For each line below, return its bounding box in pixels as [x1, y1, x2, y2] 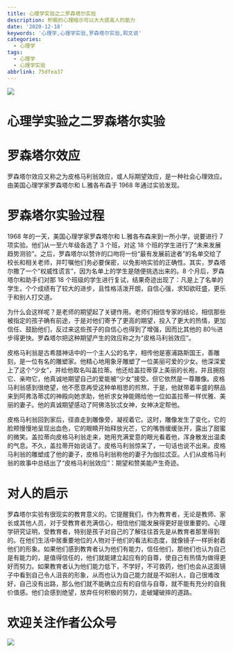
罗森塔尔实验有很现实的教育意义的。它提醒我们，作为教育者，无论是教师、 [7, 510, 220, 518]
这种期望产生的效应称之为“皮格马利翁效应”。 [67, 333, 196, 342]
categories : [7, 36, 42, 43]
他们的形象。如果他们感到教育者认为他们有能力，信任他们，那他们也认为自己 [7, 545, 226, 553]
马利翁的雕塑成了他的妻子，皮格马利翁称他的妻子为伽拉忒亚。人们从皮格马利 [7, 449, 226, 458]
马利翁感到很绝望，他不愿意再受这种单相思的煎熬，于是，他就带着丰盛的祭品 [7, 383, 226, 391]
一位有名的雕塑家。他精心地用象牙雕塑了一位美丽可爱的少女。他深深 [25, 357, 220, 365]
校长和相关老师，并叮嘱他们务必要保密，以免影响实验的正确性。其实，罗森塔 [7, 258, 226, 266]
